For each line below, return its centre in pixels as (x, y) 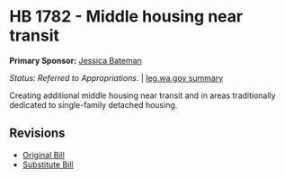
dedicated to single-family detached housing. (94, 104)
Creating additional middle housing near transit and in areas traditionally (142, 95)
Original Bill (44, 155)
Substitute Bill (48, 165)
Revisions (37, 133)
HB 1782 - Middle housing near (126, 17)
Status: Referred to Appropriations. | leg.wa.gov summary (116, 77)
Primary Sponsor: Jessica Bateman (76, 60)
